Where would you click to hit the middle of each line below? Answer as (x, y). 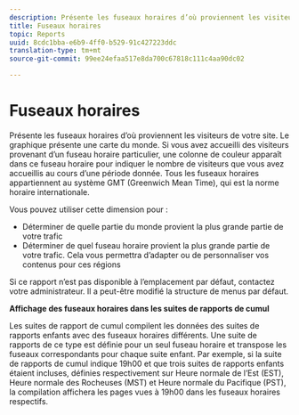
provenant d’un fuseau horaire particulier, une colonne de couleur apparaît (145, 154)
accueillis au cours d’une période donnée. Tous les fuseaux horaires (134, 173)
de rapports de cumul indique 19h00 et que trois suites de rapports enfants (147, 363)
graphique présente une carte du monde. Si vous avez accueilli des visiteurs (149, 144)
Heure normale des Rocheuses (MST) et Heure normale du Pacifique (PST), (148, 382)
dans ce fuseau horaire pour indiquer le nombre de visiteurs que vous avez (147, 163)
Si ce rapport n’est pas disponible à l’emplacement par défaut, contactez (142, 281)
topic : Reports (37, 34)
